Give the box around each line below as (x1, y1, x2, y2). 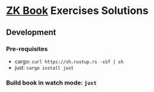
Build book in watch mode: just (6, 79, 97, 87)
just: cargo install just (14, 64, 74, 71)
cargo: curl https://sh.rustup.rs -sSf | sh (14, 58, 124, 65)
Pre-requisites (6, 45, 48, 53)
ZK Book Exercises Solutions (6, 4, 149, 17)
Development (6, 27, 57, 37)
